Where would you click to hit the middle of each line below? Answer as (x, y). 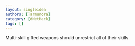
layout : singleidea (26, 10)
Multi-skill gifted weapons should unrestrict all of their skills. (67, 38)
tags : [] (14, 24)
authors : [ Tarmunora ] (28, 14)
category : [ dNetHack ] (28, 19)
